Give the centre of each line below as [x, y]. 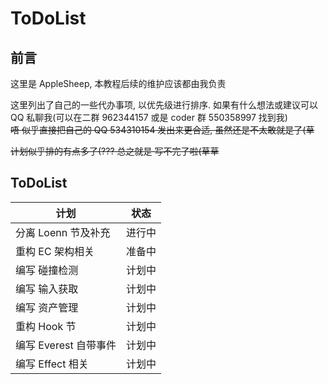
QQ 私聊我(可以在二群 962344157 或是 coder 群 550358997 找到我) [149, 117]
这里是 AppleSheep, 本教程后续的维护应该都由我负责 [118, 83]
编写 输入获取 [47, 289]
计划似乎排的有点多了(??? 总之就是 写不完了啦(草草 [115, 151]
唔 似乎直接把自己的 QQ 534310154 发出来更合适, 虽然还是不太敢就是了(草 [162, 130]
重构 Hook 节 [46, 326]
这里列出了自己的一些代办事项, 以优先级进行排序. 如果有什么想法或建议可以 [164, 105]
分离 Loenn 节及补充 [63, 232]
